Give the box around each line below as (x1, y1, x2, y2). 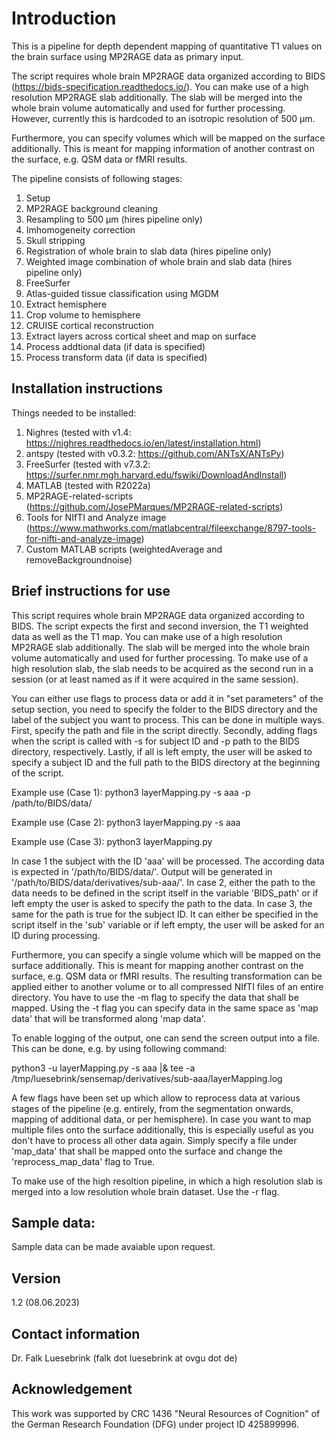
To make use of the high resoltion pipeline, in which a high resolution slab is (11, 1175, 323, 1187)
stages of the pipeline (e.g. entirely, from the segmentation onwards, (11, 1102, 294, 1114)
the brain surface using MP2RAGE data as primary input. (11, 50, 244, 62)
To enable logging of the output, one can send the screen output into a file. (11, 1032, 321, 1044)
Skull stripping (25, 234, 86, 246)
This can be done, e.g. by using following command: (11, 1042, 228, 1054)
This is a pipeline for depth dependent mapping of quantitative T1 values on (11, 40, 323, 52)
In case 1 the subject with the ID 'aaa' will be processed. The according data (11, 855, 325, 867)
